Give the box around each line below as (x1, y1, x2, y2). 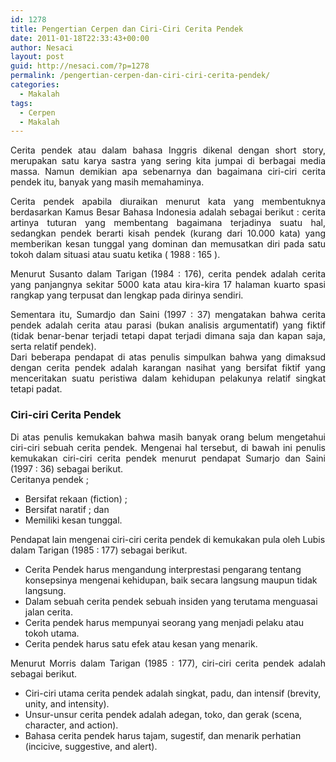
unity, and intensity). (24, 697, 110, 710)
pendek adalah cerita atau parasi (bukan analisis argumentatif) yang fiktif (10, 319, 326, 331)
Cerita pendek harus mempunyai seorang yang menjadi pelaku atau (24, 616, 305, 628)
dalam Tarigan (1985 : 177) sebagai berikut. (10, 544, 188, 556)
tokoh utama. (24, 627, 80, 639)
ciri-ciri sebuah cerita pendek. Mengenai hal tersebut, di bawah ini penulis (10, 441, 326, 453)
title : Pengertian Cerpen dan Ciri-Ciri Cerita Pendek (10, 24, 244, 34)
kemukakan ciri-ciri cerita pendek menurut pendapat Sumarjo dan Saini (10, 452, 326, 464)
